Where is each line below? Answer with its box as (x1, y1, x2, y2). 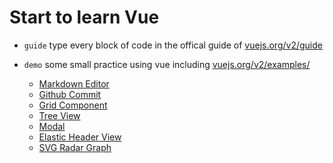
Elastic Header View (38, 131, 122, 143)
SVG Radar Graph (38, 141, 112, 153)
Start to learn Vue (9, 6, 160, 29)
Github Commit (38, 88, 102, 100)
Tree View (38, 109, 81, 121)
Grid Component (38, 99, 108, 111)
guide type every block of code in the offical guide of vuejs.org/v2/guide (23, 39, 323, 51)
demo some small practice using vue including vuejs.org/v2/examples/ (23, 58, 311, 70)
